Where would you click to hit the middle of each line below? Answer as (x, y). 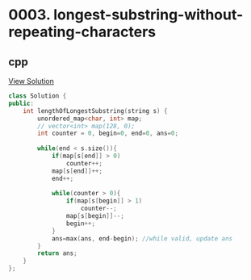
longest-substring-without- (149, 15)
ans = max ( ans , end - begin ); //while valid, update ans (142, 238)
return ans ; (58, 253)
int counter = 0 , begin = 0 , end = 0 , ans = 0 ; (108, 134)
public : (21, 103)
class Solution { (38, 96)
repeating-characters (82, 32)
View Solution (31, 81)
